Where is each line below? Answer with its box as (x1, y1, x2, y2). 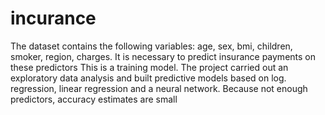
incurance (10, 7, 97, 30)
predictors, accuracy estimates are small (10, 93, 178, 105)
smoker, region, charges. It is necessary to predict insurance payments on (10, 50, 316, 62)
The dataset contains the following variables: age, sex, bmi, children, (10, 40, 293, 52)
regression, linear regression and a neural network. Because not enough (10, 82, 308, 94)
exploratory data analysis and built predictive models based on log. (10, 72, 287, 84)
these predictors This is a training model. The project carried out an (10, 61, 289, 73)
